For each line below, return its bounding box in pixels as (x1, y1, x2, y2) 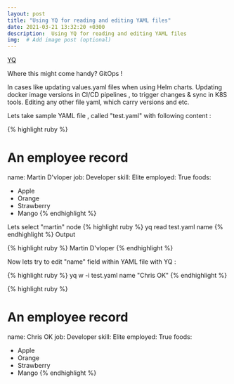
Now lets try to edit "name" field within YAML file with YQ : (7, 257, 177, 266)
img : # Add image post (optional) (7, 37, 112, 44)
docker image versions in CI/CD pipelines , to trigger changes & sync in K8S (7, 91, 228, 99)
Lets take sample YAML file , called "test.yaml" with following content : (7, 112, 212, 120)
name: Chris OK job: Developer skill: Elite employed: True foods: (7, 333, 193, 341)
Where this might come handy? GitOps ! (7, 70, 123, 78)
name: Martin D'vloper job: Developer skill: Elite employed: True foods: (7, 173, 212, 181)
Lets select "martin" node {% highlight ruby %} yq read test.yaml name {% (7, 223, 223, 231)
